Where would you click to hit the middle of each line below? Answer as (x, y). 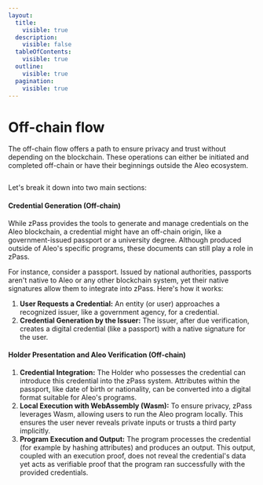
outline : (29, 67)
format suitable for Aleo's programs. (78, 397)
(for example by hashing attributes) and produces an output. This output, (137, 447)
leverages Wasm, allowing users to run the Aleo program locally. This (131, 414)
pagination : (35, 81)
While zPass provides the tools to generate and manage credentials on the (128, 223)
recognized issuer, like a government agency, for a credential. (119, 312)
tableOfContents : (44, 52)
